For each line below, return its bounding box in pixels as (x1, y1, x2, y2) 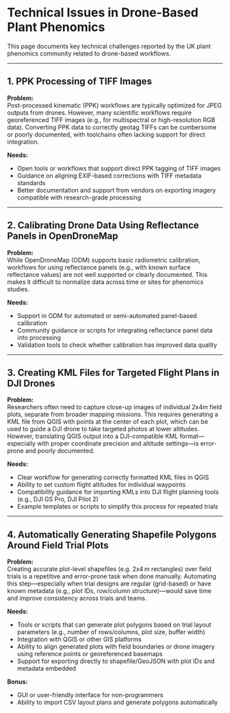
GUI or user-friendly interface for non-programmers (16, 691, 164, 699)
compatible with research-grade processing (16, 193, 142, 202)
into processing (16, 333, 62, 341)
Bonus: (7, 677, 28, 686)
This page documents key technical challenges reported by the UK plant (7, 42, 211, 50)
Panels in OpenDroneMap (7, 230, 118, 242)
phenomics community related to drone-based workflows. (7, 49, 171, 58)
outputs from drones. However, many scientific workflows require (7, 108, 192, 117)
